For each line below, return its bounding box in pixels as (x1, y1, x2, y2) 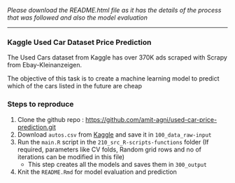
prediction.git (17, 123, 56, 131)
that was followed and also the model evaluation (7, 13, 148, 22)
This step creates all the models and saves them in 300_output (27, 160, 208, 168)
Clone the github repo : (17, 115, 84, 123)
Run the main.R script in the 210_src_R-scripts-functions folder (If (17, 137, 209, 146)
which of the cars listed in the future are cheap (7, 82, 142, 90)
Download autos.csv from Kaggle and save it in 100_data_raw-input (17, 130, 212, 139)
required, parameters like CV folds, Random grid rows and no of (17, 145, 201, 154)
